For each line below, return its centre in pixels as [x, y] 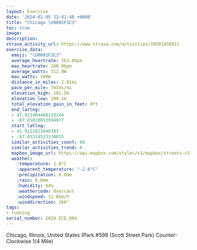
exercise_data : [25, 50]
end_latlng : [26, 109]
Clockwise [19, 241]
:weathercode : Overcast [46, 191]
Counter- [167, 235]
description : [22, 39]
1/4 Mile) [43, 241]
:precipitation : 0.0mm [44, 175]
